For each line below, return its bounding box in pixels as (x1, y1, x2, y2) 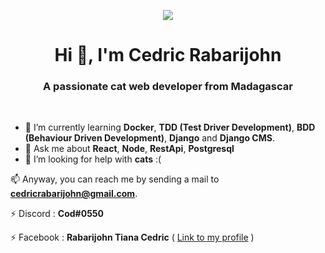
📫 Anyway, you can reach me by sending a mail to (10, 173, 220, 185)
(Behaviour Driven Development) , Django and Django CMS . (24, 132, 275, 144)
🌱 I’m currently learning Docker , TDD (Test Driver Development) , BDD (24, 121, 316, 134)
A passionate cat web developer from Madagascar (43, 80, 293, 94)
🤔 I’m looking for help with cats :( (24, 153, 162, 165)
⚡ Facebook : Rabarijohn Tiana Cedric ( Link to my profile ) (10, 231, 255, 244)
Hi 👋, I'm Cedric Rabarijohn (54, 44, 282, 67)
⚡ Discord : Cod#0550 (10, 208, 104, 220)
